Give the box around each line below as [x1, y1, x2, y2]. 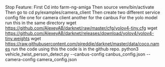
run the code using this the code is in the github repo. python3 [11, 46, 139, 52]
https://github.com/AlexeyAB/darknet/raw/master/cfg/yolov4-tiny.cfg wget [5, 25, 158, 31]
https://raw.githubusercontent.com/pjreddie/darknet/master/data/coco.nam [5, 41, 160, 46]
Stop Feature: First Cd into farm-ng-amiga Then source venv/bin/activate [5, 4, 155, 10]
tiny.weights [5, 35, 30, 41]
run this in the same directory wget [5, 20, 77, 26]
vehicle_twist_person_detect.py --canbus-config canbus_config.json [5, 51, 146, 57]
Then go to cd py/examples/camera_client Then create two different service [5, 9, 160, 15]
